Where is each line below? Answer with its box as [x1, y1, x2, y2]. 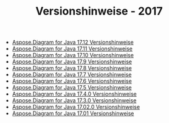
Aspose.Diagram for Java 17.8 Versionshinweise [12, 65, 132, 72]
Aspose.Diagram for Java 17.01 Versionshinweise [12, 110, 134, 117]
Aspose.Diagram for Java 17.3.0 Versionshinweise [12, 97, 137, 104]
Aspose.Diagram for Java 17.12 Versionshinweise [12, 38, 134, 46]
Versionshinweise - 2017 [35, 4, 163, 18]
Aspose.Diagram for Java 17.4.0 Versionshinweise [12, 90, 137, 98]
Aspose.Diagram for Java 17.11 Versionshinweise [12, 45, 133, 52]
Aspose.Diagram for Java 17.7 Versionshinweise [12, 71, 132, 79]
